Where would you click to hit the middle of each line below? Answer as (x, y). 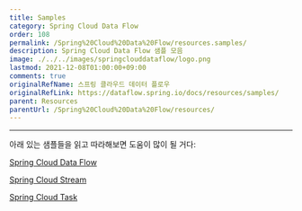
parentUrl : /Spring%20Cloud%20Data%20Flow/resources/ (112, 110)
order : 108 (30, 34)
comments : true (38, 76)
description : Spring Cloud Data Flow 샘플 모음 (96, 51)
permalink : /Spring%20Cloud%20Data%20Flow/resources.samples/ (128, 43)
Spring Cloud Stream (48, 180)
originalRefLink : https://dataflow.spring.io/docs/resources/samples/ (144, 92)
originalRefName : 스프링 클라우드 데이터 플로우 (90, 84)
